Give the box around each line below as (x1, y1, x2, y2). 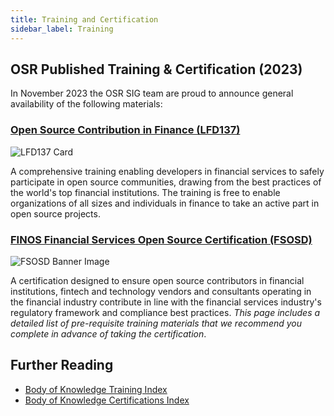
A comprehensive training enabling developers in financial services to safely (10, 165, 325, 177)
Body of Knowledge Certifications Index (24, 394, 190, 406)
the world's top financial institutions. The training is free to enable (10, 186, 281, 198)
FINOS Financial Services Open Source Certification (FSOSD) (10, 232, 313, 246)
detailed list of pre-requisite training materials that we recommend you (10, 317, 303, 329)
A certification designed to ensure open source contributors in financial (10, 274, 305, 286)
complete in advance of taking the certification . (10, 327, 207, 340)
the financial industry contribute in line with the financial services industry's (10, 296, 322, 308)
